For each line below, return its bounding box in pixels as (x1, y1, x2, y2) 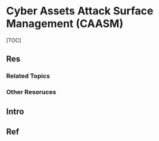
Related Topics (6, 72, 51, 80)
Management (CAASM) (6, 17, 124, 30)
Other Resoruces (6, 88, 57, 96)
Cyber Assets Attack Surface (6, 4, 154, 18)
